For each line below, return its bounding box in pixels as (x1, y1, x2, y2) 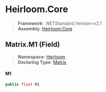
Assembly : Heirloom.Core (17, 25, 73, 31)
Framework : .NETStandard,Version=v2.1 (17, 20, 102, 26)
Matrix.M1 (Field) (5, 40, 60, 49)
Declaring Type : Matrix (17, 59, 67, 65)
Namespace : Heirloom (17, 54, 66, 60)
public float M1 (5, 82, 40, 87)
